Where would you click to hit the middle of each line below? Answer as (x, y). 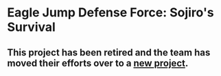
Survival (32, 27)
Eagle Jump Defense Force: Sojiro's (110, 13)
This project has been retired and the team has (109, 52)
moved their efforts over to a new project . (98, 63)
